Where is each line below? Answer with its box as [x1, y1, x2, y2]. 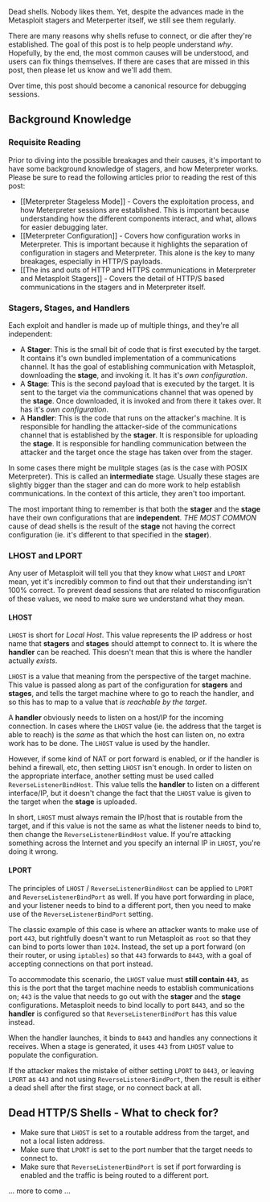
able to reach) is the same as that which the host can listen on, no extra [8, 730, 245, 740]
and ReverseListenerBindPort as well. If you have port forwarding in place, [8, 892, 255, 901]
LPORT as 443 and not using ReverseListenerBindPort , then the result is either [8, 1074, 261, 1084]
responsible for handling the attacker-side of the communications [19, 421, 237, 431]
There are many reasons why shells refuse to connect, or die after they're [8, 31, 252, 40]
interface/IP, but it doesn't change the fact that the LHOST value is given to [8, 789, 252, 798]
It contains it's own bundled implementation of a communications [19, 353, 237, 363]
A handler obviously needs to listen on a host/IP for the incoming [8, 713, 223, 723]
